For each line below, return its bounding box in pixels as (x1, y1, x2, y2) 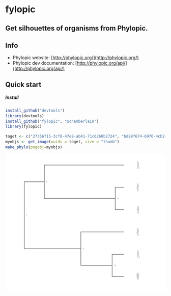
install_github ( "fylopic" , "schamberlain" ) (5, 119, 99, 124)
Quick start (5, 80, 42, 89)
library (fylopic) (5, 124, 42, 129)
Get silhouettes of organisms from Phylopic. (5, 24, 149, 33)
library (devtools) (5, 113, 44, 118)
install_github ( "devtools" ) (5, 108, 65, 113)
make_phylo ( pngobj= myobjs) (5, 145, 63, 150)
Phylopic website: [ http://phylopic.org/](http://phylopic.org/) (12, 55, 139, 61)
